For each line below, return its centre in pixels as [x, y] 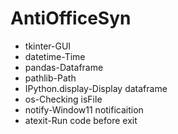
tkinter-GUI [48, 46]
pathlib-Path [50, 78]
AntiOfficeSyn [71, 18]
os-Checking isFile [63, 99]
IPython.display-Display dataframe [96, 88]
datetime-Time [55, 56]
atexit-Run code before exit [81, 120]
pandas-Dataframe [64, 67]
